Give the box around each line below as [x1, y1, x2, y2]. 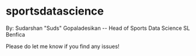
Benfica [6, 30, 26, 38]
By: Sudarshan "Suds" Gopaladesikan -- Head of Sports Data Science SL [6, 24, 190, 32]
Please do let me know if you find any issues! [6, 43, 120, 50]
